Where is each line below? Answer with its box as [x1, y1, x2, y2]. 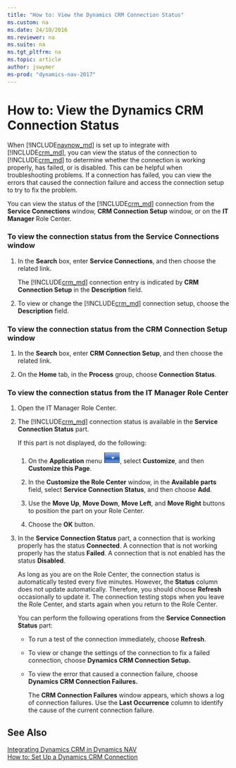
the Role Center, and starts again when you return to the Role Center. [17, 600, 218, 608]
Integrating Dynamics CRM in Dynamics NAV [7, 745, 137, 754]
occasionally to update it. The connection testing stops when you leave [17, 593, 225, 601]
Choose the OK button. [27, 520, 95, 529]
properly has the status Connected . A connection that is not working [17, 541, 218, 550]
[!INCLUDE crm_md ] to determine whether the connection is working [7, 155, 206, 164]
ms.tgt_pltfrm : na [7, 49, 61, 56]
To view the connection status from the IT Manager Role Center [7, 388, 229, 398]
